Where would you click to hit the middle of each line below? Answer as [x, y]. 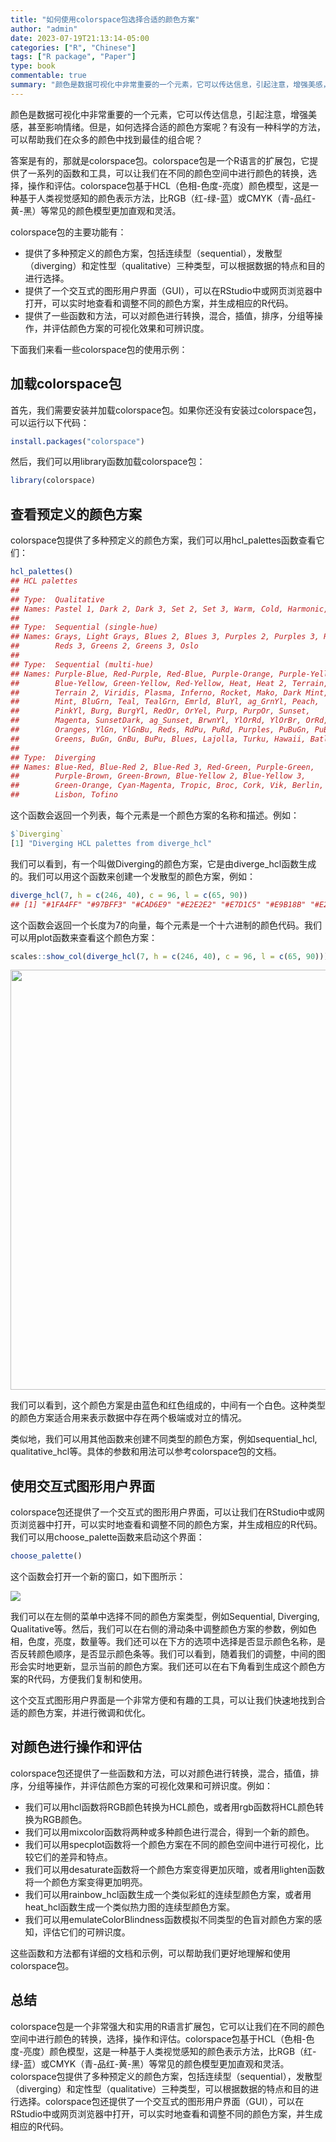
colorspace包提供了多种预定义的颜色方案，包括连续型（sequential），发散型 [166, 2076]
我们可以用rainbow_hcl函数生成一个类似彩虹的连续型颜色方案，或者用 [168, 1894]
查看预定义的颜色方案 [76, 514]
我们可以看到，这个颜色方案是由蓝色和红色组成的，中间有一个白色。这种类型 [168, 1405]
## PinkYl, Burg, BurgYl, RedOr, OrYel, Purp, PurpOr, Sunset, [160, 711]
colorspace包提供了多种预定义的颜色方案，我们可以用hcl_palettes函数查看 [163, 540]
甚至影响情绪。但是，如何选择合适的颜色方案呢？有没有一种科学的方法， [176, 127]
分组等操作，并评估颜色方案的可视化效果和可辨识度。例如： [150, 1785]
